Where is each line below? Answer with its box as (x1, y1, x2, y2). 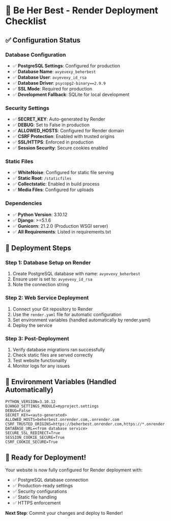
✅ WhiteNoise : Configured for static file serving (12, 170, 114, 176)
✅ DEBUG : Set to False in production (12, 122, 90, 128)
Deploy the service (12, 322, 52, 328)
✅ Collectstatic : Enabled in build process (12, 181, 100, 187)
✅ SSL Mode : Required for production (12, 85, 93, 91)
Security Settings (5, 104, 49, 111)
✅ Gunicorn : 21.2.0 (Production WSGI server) (12, 223, 108, 229)
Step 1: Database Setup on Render (5, 259, 91, 266)
